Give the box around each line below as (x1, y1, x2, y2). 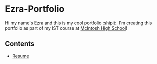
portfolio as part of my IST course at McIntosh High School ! (5, 25, 127, 31)
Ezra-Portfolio (5, 3, 65, 15)
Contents (5, 40, 35, 48)
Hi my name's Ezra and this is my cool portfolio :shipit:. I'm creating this (5, 20, 152, 26)
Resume (12, 53, 29, 59)
